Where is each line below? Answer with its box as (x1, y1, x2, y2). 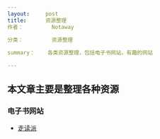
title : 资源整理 (7, 17, 67, 24)
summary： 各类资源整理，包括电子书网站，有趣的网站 (7, 49, 154, 56)
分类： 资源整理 (7, 37, 73, 44)
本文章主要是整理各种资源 (7, 83, 119, 95)
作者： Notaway (7, 23, 74, 30)
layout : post (7, 10, 59, 18)
